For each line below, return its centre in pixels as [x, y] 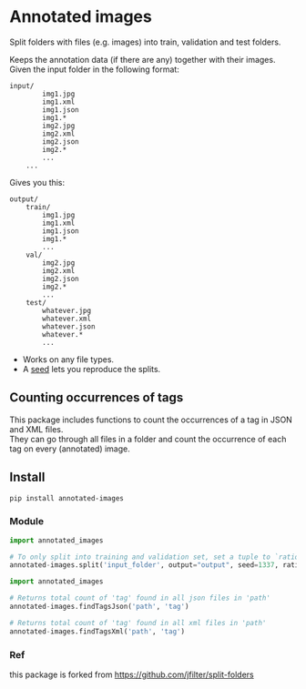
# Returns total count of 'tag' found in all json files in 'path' [140, 598]
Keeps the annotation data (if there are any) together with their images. [143, 59]
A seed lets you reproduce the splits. [92, 369]
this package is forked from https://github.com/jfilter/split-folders [132, 674]
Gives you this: [37, 182]
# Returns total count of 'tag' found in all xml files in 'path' [138, 623]
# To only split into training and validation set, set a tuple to [140, 557]
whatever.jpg [67, 310]
